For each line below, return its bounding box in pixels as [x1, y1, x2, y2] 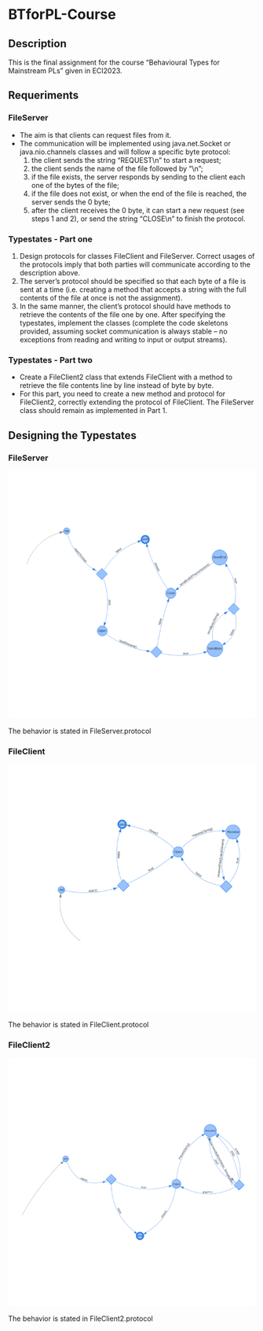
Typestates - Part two [8, 354, 93, 365]
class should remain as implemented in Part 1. [19, 406, 167, 415]
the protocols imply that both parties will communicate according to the [19, 260, 251, 269]
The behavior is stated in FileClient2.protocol [8, 1314, 153, 1323]
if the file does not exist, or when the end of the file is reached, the [31, 189, 247, 198]
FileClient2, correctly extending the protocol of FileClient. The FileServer [19, 397, 254, 407]
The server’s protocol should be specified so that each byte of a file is [19, 276, 247, 286]
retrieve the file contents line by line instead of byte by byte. [19, 381, 214, 390]
